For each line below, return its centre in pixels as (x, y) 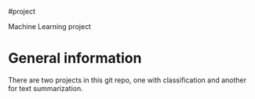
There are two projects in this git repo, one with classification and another (127, 80)
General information (75, 59)
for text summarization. (46, 88)
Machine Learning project (50, 26)
